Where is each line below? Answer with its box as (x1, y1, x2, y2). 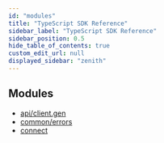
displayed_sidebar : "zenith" (8, 57, 107, 65)
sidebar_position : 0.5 (8, 34, 85, 43)
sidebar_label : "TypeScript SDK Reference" (8, 27, 158, 35)
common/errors (19, 116, 73, 126)
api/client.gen (19, 108, 66, 118)
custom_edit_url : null (8, 49, 85, 57)
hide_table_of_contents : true (8, 42, 111, 50)
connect (19, 125, 48, 135)
